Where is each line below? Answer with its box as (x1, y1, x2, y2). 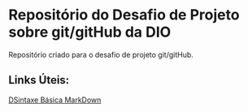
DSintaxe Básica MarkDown (8, 95, 102, 105)
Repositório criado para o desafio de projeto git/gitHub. (8, 50, 194, 59)
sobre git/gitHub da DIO (8, 23, 172, 41)
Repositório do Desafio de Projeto (8, 6, 240, 24)
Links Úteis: (8, 73, 70, 87)
